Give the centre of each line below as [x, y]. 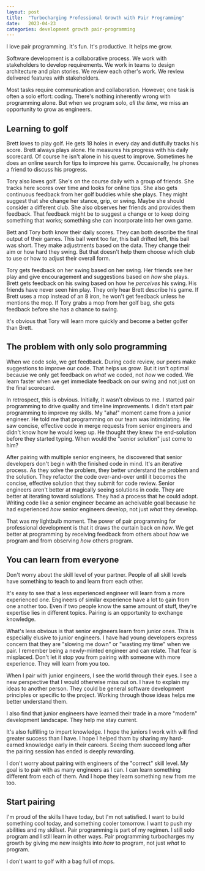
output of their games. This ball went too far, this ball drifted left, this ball [98, 239]
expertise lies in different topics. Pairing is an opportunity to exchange [95, 612]
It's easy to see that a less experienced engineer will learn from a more [96, 593]
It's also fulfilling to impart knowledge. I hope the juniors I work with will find [102, 732]
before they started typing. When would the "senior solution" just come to [99, 438]
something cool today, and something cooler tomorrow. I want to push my [99, 823]
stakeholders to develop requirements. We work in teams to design [91, 65]
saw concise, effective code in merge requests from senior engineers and [99, 425]
